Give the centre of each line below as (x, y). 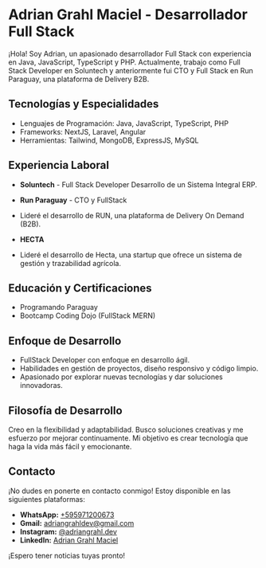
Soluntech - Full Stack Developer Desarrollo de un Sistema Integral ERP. (138, 184)
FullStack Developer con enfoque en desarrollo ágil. (105, 360)
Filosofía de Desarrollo (65, 411)
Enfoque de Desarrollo (65, 341)
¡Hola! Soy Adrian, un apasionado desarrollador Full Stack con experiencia (130, 53)
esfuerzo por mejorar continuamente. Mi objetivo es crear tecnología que (128, 438)
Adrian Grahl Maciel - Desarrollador (128, 15)
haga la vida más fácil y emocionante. (70, 447)
